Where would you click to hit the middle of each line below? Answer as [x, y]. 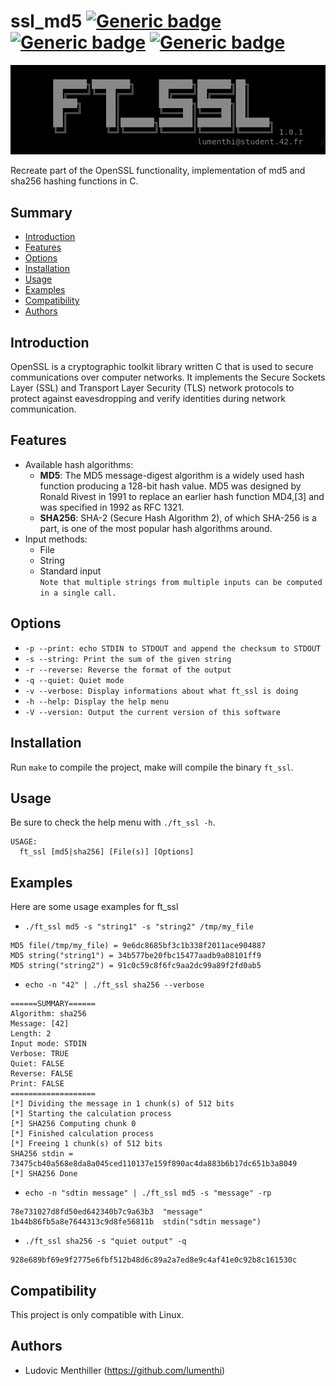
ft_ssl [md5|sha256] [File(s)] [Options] [107, 852]
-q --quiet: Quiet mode [74, 680]
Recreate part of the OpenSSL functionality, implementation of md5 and [158, 171]
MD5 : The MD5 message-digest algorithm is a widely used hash [172, 475]
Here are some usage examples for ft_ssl [94, 907]
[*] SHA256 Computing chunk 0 [73, 1124]
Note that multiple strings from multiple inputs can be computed [181, 582]
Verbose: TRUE [40, 1054]
